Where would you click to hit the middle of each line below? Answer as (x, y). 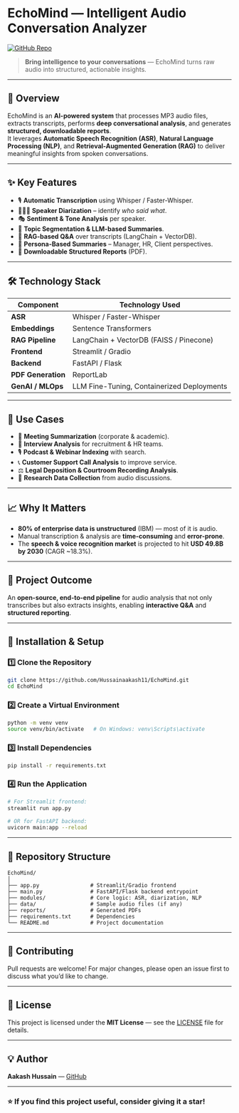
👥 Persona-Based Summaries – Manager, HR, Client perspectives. (115, 244)
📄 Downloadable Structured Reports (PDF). (82, 252)
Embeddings (33, 328)
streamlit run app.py (39, 808)
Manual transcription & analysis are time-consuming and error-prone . (121, 536)
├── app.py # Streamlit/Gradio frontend (92, 886)
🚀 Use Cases (36, 419)
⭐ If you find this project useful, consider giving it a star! (106, 1102)
